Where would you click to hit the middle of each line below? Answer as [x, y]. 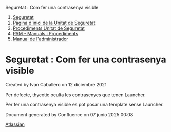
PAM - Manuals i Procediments [45, 34]
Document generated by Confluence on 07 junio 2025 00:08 [69, 114]
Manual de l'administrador [40, 39]
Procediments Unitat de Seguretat [49, 28]
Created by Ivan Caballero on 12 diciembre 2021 [56, 84]
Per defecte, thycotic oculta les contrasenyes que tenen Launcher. [76, 95]
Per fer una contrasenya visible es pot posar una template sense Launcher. [84, 104]
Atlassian [15, 124]
